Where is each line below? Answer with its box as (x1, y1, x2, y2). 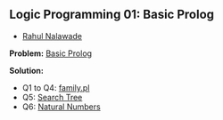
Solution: (9, 65, 45, 76)
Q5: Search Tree (21, 92, 83, 102)
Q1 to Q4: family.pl (21, 82, 90, 92)
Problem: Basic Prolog (9, 48, 92, 59)
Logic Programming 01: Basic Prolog (9, 7, 215, 22)
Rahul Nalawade (21, 30, 83, 41)
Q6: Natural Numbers (21, 101, 101, 112)
